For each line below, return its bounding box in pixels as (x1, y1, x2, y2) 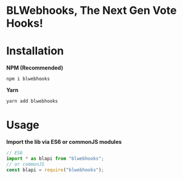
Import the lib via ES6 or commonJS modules (6, 138, 122, 146)
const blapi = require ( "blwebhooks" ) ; (6, 167, 104, 173)
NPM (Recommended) (6, 64, 64, 71)
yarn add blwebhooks (6, 98, 59, 105)
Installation (6, 44, 64, 58)
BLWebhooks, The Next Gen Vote (6, 4, 177, 18)
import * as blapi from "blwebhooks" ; (6, 155, 104, 161)
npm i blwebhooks (6, 76, 50, 82)
